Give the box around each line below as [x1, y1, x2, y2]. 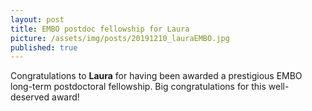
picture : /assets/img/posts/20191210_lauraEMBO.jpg [10, 33, 230, 43]
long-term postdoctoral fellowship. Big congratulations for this [10, 81, 267, 93]
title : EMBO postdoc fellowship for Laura [10, 24, 190, 34]
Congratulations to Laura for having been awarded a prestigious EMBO [10, 70, 303, 82]
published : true [10, 42, 78, 53]
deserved [10, 91, 50, 103]
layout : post [10, 14, 65, 25]
